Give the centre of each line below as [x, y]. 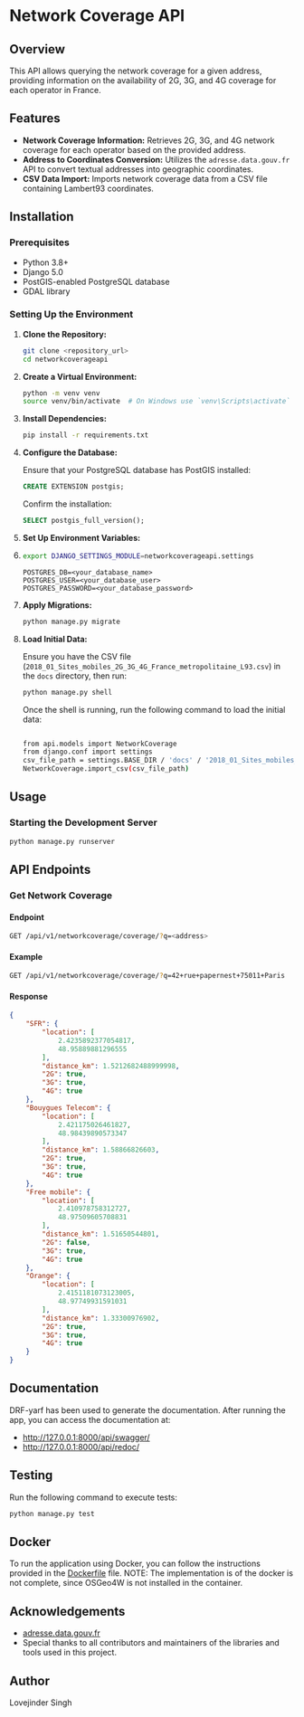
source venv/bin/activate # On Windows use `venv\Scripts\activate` [157, 402]
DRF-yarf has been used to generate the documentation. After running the [148, 1410]
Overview [38, 49]
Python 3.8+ [46, 262]
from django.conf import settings [87, 752]
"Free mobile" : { [58, 1192]
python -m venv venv [61, 393]
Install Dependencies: [64, 419]
